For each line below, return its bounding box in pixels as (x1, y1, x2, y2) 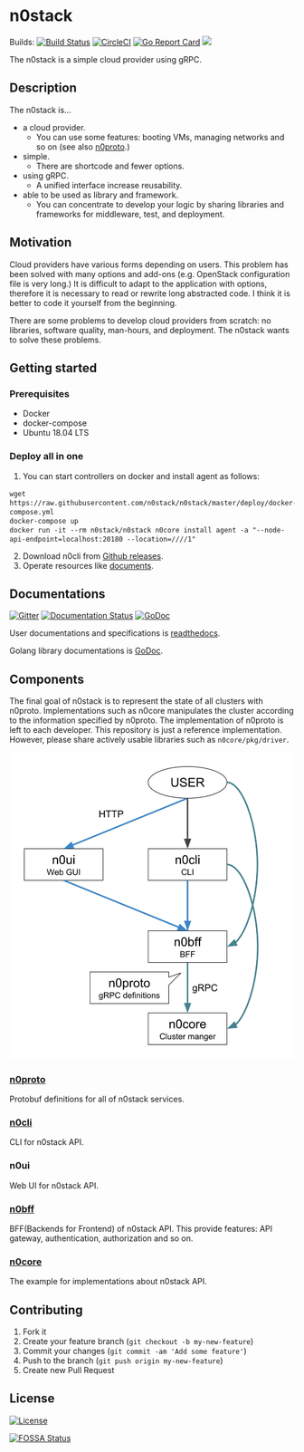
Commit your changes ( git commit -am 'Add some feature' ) (22, 1346, 247, 1357)
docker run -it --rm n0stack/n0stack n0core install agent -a (9, 525, 249, 534)
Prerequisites (9, 387, 70, 399)
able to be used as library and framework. (22, 189, 179, 200)
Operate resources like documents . (22, 560, 154, 571)
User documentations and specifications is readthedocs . (9, 628, 221, 639)
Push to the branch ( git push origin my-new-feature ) (22, 1355, 223, 1366)
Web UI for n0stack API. (9, 1179, 100, 1191)
